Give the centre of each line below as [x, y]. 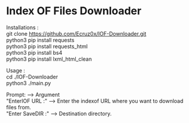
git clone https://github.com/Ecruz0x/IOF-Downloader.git [76, 33]
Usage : [16, 70]
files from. [19, 107]
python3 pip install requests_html [47, 46]
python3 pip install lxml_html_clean [49, 59]
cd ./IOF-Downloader [32, 77]
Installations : [22, 27]
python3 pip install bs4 [34, 52]
